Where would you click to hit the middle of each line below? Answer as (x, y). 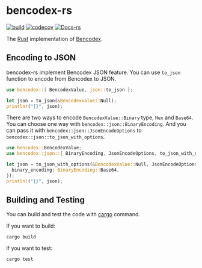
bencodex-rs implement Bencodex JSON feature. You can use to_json (93, 72)
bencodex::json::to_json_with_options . (56, 137)
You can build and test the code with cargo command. (73, 214)
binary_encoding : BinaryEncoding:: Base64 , (66, 170)
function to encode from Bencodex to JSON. (61, 78)
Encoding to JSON (41, 58)
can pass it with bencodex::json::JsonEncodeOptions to (74, 131)
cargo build (21, 237)
